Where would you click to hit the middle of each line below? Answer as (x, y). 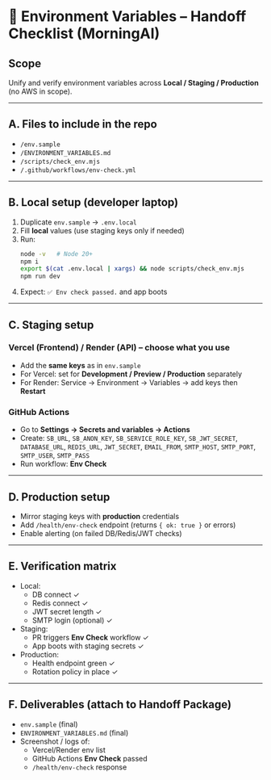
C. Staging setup (51, 325)
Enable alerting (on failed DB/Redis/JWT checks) (101, 533)
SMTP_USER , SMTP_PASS (55, 455)
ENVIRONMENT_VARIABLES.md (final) (74, 732)
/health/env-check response (79, 767)
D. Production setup (59, 497)
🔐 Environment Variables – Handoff (127, 17)
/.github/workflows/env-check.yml (78, 170)
